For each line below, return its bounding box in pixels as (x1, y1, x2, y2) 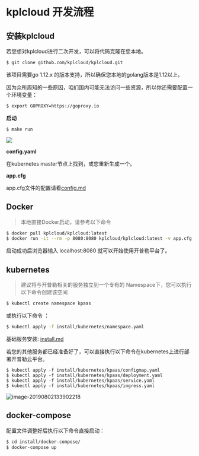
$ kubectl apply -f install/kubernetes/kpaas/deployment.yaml (6, 372, 163, 378)
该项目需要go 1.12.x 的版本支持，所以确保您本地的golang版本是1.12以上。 (6, 71, 184, 78)
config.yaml (6, 148, 37, 155)
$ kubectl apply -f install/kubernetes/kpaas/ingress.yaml (6, 382, 155, 389)
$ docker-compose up (6, 444, 57, 450)
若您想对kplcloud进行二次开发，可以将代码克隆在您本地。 (6, 48, 147, 55)
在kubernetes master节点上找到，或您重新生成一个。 (6, 160, 135, 167)
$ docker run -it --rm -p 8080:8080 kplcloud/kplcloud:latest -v (6, 236, 171, 242)
